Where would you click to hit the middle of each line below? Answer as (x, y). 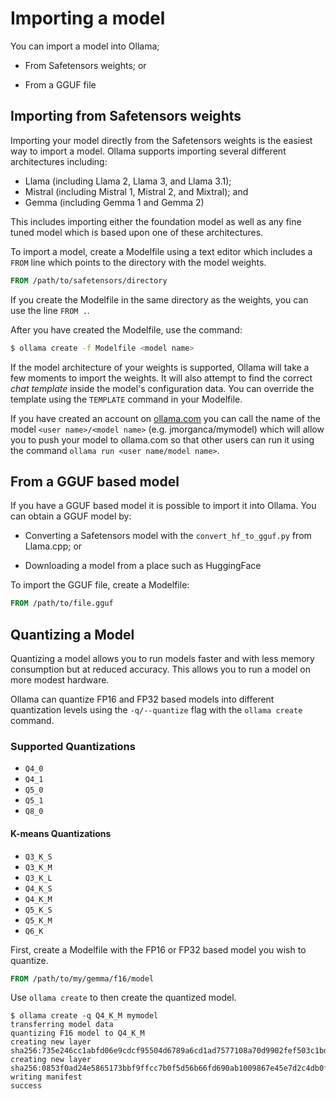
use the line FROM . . (50, 310)
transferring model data (62, 1025)
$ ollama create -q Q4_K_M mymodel (84, 1016)
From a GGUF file (60, 84)
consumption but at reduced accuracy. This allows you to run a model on (160, 669)
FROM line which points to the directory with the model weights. (138, 262)
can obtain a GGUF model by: (71, 516)
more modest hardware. (60, 680)
